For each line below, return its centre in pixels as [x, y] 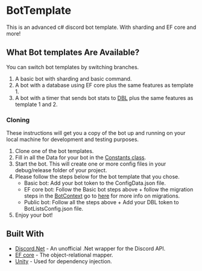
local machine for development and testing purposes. [73, 140]
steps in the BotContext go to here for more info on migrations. [102, 196]
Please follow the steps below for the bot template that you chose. [97, 177]
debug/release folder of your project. [61, 170]
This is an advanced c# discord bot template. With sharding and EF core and [101, 27]
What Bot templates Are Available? [73, 53]
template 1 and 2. [36, 104]
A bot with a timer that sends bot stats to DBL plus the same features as [104, 98]
